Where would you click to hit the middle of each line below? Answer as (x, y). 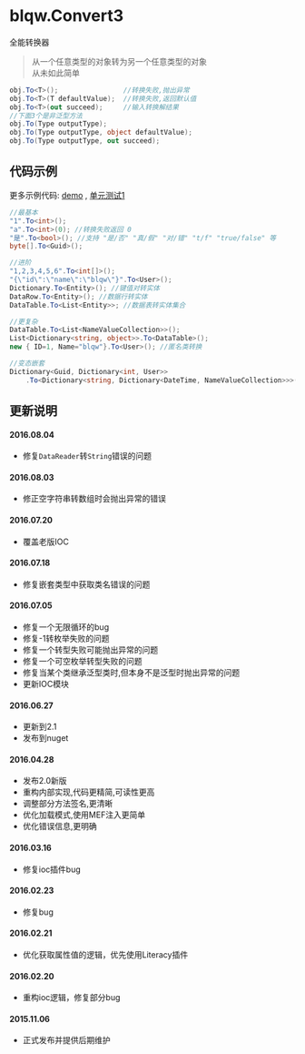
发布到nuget (45, 738)
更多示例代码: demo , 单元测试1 (67, 195)
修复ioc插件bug (52, 869)
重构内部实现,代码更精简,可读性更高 (89, 792)
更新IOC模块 (46, 684)
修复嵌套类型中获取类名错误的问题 (86, 584)
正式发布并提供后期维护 (66, 1040)
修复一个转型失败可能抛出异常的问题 (90, 650)
